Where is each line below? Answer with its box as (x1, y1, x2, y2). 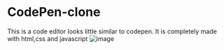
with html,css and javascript (7, 34, 88, 42)
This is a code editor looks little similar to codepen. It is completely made (7, 27, 217, 35)
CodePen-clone (7, 4, 101, 20)
